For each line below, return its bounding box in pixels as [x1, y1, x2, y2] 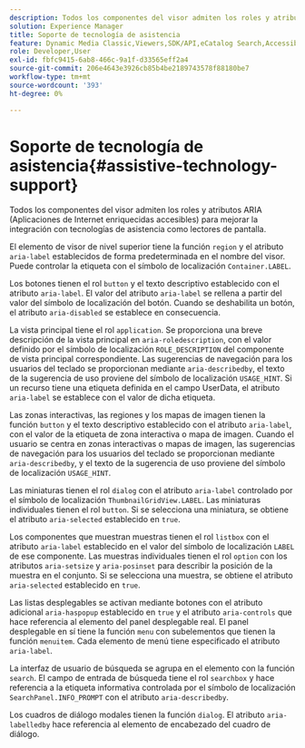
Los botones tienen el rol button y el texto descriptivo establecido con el [9, 278, 280, 289]
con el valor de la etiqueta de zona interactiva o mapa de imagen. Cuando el [9, 429, 295, 440]
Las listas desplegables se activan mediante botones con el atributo [9, 597, 263, 608]
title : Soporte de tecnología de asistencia [9, 30, 181, 39]
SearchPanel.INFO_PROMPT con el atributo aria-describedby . [9, 692, 230, 703]
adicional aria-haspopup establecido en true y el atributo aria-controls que [9, 607, 292, 617]
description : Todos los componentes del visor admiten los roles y [9, 13, 271, 23]
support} [9, 174, 79, 195]
